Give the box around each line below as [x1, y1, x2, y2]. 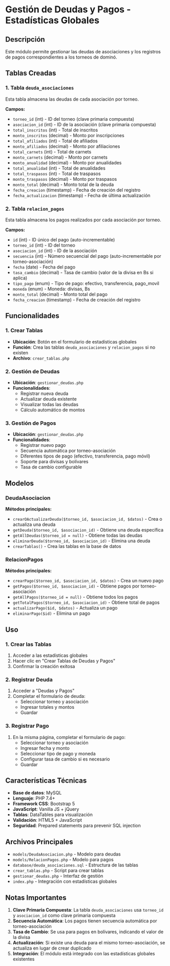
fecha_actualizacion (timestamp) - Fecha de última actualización [12, 192, 151, 198]
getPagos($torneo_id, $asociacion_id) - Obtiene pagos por [12, 583, 140, 589]
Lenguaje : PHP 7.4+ [12, 795, 55, 802]
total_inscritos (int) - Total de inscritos [12, 127, 98, 133]
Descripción [5, 35, 45, 44]
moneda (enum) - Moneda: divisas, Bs [12, 286, 91, 292]
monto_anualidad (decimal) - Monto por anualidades [12, 159, 122, 165]
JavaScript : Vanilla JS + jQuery [12, 806, 79, 812]
